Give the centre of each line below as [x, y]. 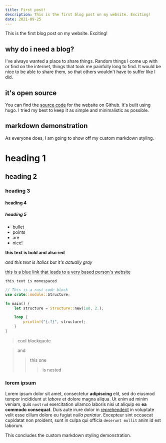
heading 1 [25, 158]
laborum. [14, 425]
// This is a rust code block [37, 290]
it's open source [31, 93]
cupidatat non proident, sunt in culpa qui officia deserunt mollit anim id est [83, 420]
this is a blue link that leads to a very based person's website [68, 272]
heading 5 [16, 214]
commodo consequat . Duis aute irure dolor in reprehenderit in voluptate [80, 410]
